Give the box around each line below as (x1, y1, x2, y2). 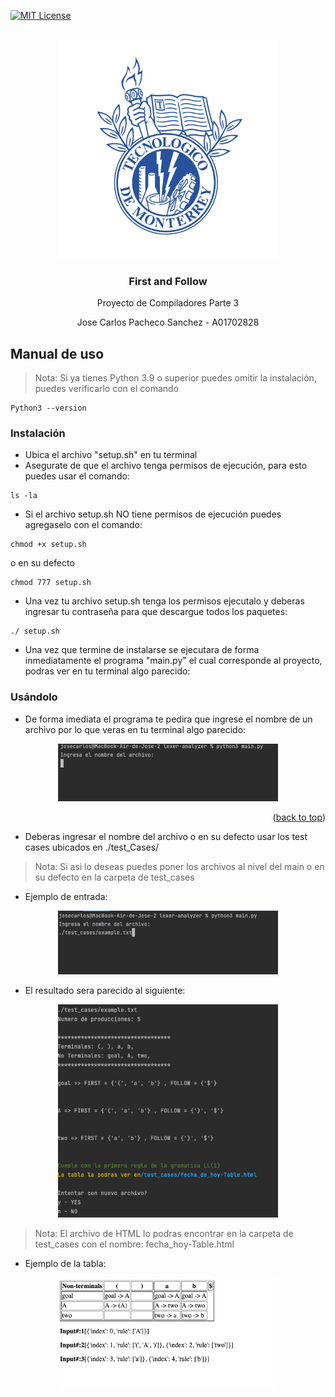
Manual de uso (10, 345, 105, 362)
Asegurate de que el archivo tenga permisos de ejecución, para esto (24, 460, 308, 472)
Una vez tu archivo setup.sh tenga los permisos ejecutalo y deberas (24, 595, 305, 607)
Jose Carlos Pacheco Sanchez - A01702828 (76, 316, 260, 329)
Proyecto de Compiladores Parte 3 (96, 297, 240, 309)
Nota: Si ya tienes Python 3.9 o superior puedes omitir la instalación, (34, 372, 317, 384)
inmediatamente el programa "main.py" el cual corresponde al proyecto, (24, 655, 323, 667)
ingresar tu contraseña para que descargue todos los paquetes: (24, 606, 288, 618)
